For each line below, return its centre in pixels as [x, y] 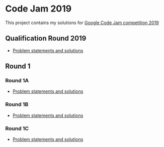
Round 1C [17, 128]
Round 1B [17, 104]
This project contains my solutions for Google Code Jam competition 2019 [82, 23]
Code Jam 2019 [38, 9]
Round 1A [17, 81]
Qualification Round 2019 [46, 38]
